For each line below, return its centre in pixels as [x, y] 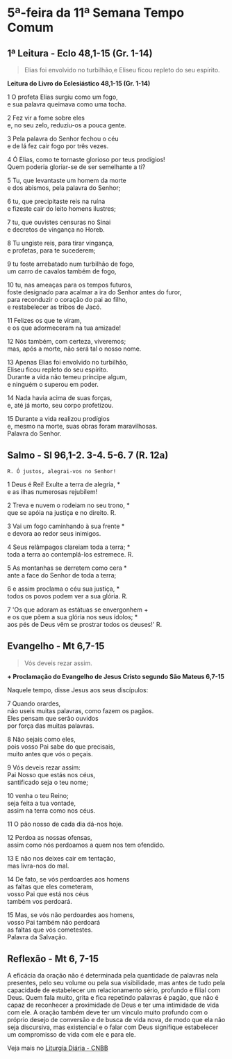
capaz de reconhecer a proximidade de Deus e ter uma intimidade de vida [113, 1005]
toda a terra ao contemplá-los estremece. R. [71, 554]
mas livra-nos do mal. [38, 866]
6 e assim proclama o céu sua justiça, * [64, 589]
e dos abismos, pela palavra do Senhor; [64, 188]
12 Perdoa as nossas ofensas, [50, 837]
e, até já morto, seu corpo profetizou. [60, 405]
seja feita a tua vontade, [42, 803]
